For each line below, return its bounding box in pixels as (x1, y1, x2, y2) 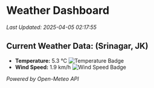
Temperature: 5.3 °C (14, 57, 68, 64)
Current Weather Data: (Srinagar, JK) (6, 41, 149, 51)
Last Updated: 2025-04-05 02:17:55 (6, 24, 97, 31)
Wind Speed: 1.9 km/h (14, 63, 71, 71)
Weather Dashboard (6, 4, 110, 17)
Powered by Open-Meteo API (6, 75, 80, 82)
